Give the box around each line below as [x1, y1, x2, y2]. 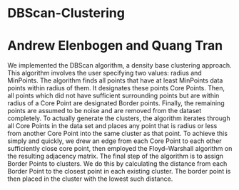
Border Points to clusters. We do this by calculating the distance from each [7, 159, 228, 168]
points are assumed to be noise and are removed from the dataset [7, 107, 202, 115]
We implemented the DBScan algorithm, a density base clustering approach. [7, 61, 232, 70]
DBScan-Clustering [7, 5, 125, 21]
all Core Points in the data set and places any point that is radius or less [7, 122, 218, 130]
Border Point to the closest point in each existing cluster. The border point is [7, 167, 231, 176]
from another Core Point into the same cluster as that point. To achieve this [7, 130, 228, 138]
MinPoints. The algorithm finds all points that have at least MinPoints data [7, 76, 223, 85]
